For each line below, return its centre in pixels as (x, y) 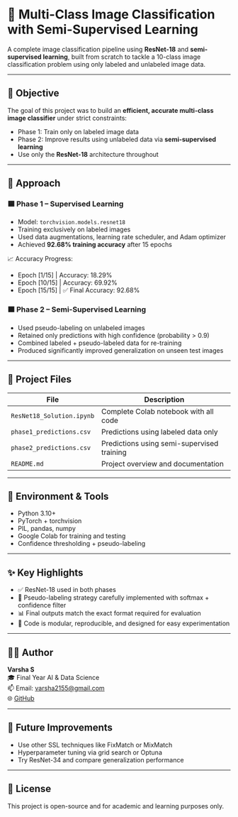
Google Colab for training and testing (72, 536)
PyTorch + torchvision (50, 521)
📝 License (29, 789)
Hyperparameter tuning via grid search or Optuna (90, 752)
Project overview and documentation (163, 464)
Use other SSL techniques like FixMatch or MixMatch (95, 745)
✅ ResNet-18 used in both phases (67, 590)
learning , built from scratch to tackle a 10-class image (122, 57)
